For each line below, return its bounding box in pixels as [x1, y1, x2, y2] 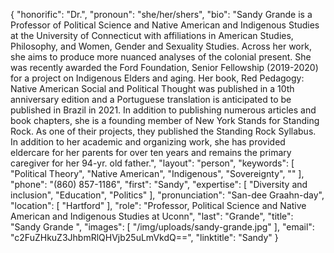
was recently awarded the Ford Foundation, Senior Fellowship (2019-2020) [10, 62, 319, 73]
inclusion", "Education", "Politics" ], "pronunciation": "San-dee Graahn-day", [10, 189, 325, 201]
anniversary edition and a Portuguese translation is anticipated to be [10, 94, 292, 105]
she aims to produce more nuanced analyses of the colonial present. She [10, 51, 312, 63]
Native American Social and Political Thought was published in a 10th [10, 83, 295, 94]
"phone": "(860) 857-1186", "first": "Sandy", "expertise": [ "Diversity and [10, 179, 308, 190]
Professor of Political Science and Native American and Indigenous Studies [10, 19, 320, 31]
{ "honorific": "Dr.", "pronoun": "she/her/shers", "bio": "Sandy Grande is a [10, 9, 313, 20]
